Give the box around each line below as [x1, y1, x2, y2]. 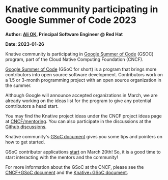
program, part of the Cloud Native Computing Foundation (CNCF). [5, 56, 144, 62]
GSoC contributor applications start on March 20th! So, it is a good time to [5, 148, 161, 155]
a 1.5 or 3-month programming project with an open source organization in [5, 77, 162, 83]
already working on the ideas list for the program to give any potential [5, 98, 152, 104]
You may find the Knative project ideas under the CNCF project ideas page [5, 113, 162, 119]
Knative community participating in [5, 4, 158, 15]
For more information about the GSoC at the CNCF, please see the [5, 164, 144, 170]
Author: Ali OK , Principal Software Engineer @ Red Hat [5, 31, 123, 37]
